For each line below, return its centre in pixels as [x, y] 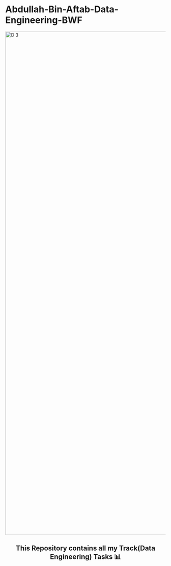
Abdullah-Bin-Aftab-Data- [62, 9]
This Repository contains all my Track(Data [85, 548]
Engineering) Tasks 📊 [85, 557]
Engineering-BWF [44, 20]
